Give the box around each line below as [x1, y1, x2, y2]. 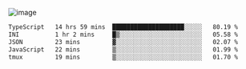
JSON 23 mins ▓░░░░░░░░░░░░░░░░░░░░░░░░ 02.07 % [8, 38, 239, 46]
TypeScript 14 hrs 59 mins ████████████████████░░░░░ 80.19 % [8, 23, 239, 31]
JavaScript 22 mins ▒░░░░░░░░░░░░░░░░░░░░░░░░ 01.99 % [8, 45, 239, 54]
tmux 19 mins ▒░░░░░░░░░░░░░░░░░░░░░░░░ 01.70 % [8, 53, 239, 61]
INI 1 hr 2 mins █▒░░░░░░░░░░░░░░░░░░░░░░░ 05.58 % [8, 30, 239, 39]
